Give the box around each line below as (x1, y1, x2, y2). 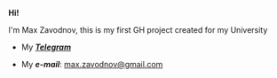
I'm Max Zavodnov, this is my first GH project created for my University (8, 25, 268, 35)
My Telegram (20, 42, 72, 52)
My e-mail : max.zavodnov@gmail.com (20, 59, 163, 69)
